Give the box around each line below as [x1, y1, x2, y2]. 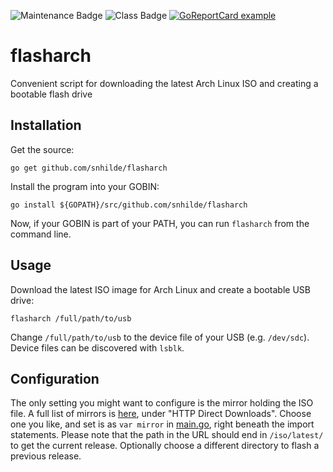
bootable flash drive [10, 88, 93, 100]
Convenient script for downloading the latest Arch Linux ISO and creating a [10, 77, 319, 89]
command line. [10, 228, 72, 240]
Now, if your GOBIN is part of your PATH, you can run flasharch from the [10, 217, 310, 229]
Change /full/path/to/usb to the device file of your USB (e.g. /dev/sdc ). [10, 331, 310, 343]
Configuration [10, 370, 100, 387]
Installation [10, 117, 82, 134]
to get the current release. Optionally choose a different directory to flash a [10, 440, 320, 452]
